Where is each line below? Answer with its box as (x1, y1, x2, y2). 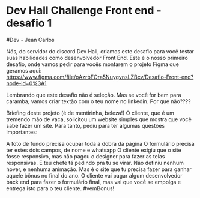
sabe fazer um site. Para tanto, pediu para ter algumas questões (6, 122, 165, 129)
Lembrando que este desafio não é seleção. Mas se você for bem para (6, 91, 181, 98)
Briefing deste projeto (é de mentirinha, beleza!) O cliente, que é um (6, 109, 174, 116)
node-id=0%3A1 (6, 79, 47, 87)
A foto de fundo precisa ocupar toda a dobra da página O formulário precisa (6, 140, 195, 147)
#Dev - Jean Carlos (6, 36, 55, 43)
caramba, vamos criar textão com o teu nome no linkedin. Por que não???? (6, 97, 191, 105)
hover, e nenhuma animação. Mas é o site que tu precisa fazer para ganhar (6, 166, 192, 173)
